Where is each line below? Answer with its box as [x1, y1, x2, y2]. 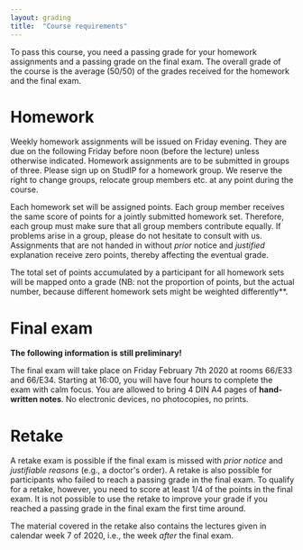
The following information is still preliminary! [10, 348, 182, 359]
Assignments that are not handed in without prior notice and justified [10, 240, 265, 251]
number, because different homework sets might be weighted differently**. [10, 286, 289, 298]
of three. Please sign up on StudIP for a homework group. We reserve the [10, 165, 283, 176]
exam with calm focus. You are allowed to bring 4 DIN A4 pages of [10, 384, 258, 395]
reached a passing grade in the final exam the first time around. [10, 503, 246, 514]
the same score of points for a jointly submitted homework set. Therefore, [10, 211, 285, 222]
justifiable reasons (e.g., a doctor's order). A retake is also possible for [10, 465, 273, 476]
